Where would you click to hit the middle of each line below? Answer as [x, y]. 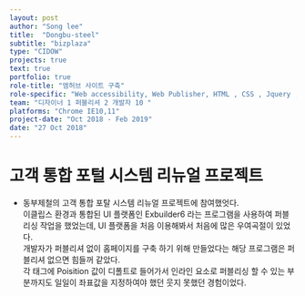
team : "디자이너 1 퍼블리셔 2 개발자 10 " [81, 102]
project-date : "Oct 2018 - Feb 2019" [81, 119]
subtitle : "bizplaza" [51, 43]
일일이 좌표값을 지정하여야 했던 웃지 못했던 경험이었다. [151, 282]
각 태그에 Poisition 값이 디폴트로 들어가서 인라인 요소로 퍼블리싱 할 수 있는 [153, 270]
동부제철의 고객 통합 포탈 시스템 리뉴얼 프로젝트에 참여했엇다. [131, 202]
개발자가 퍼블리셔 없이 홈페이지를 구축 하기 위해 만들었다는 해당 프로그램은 [154, 248]
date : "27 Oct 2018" [49, 128]
